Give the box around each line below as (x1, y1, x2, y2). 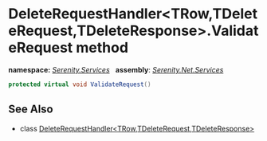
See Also (8, 103, 53, 116)
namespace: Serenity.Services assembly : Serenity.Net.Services (8, 65, 224, 74)
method (75, 39, 129, 57)
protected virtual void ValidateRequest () (8, 80, 151, 88)
